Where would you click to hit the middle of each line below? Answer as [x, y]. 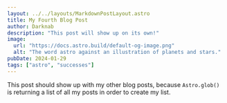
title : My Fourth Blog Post [48, 20]
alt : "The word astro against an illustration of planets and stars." [117, 53]
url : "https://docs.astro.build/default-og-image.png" [94, 46]
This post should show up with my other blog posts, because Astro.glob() [113, 84]
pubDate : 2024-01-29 [37, 59]
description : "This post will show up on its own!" [83, 33]
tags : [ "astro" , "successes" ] [51, 65]
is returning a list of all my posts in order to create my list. [89, 92]
